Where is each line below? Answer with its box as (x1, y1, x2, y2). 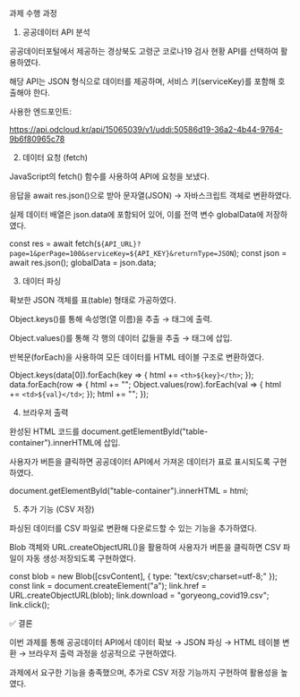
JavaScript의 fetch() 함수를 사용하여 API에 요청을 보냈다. (9, 171, 210, 182)
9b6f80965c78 (9, 133, 65, 144)
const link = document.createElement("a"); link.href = (9, 581, 207, 591)
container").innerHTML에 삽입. (9, 438, 121, 447)
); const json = (233, 248, 287, 258)
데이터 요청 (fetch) (21, 152, 88, 163)
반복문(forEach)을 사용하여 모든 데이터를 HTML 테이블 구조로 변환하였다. (9, 352, 265, 362)
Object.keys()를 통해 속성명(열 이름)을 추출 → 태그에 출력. (9, 314, 213, 324)
